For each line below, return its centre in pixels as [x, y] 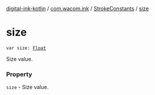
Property [19, 74]
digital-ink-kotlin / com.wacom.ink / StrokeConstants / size [77, 9]
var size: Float [26, 48]
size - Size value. [28, 87]
